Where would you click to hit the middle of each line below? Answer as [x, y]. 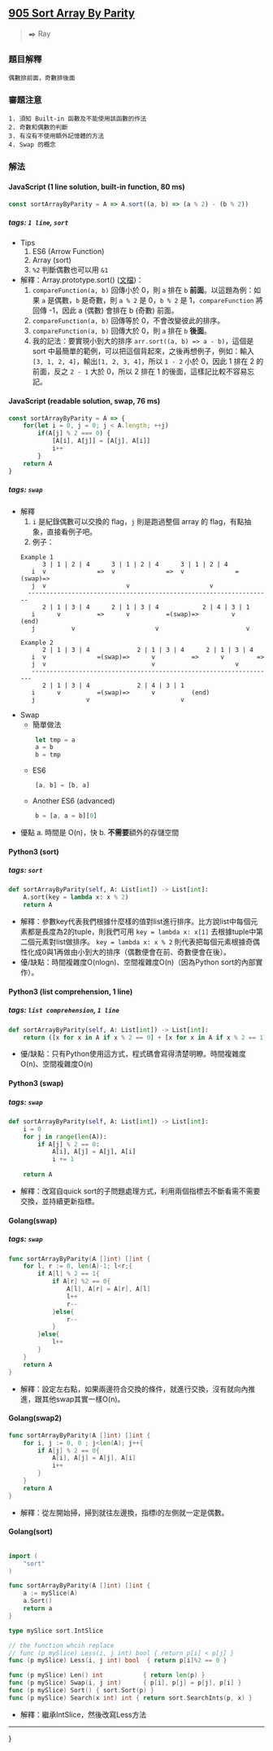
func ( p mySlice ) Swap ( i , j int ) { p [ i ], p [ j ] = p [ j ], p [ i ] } [125, 1683]
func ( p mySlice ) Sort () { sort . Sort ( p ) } [81, 1691]
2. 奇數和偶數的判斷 [38, 128]
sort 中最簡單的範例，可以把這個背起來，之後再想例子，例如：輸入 [143, 351]
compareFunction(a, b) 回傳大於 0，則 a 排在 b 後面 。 [121, 331]
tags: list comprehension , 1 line [64, 1010]
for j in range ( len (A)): [65, 1136]
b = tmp [48, 755]
